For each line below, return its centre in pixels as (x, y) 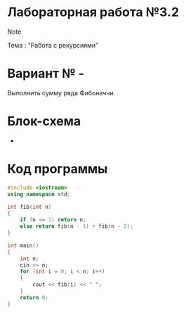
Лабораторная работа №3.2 (93, 12)
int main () (23, 245)
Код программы (58, 169)
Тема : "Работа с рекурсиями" (53, 45)
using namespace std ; (39, 194)
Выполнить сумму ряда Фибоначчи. (61, 93)
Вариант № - (46, 74)
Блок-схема (44, 122)
